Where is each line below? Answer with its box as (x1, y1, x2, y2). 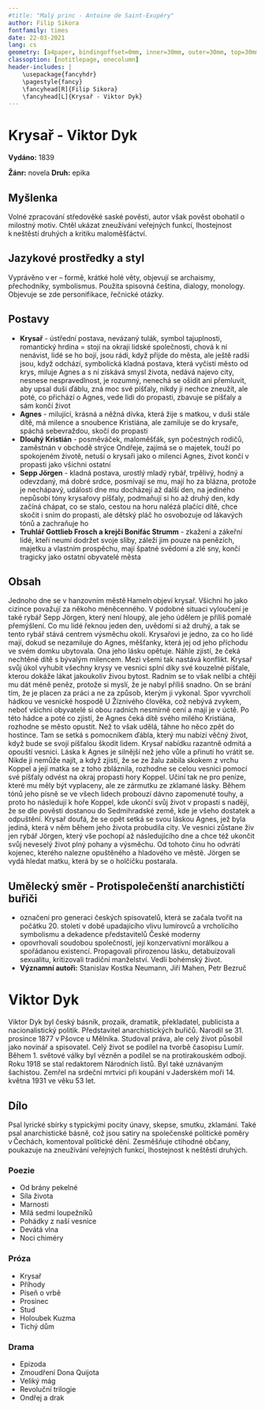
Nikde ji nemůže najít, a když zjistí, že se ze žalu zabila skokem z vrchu (8, 756, 239, 765)
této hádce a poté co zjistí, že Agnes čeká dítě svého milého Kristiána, (8, 714, 236, 723)
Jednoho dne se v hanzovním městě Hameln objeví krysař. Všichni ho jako (8, 596, 248, 605)
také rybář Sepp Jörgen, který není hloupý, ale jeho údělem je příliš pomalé (8, 612, 252, 622)
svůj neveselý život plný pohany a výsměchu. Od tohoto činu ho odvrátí (8, 840, 241, 849)
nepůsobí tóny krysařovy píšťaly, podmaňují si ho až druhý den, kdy (19, 493, 240, 502)
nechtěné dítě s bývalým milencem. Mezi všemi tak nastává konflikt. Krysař (8, 654, 252, 665)
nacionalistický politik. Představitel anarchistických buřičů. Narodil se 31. (8, 1025, 244, 1035)
